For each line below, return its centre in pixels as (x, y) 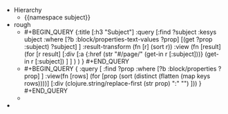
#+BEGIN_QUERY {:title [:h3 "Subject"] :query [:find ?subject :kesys (120, 32)
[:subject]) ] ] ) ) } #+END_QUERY (82, 61)
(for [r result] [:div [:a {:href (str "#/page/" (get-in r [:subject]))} (114, 54)
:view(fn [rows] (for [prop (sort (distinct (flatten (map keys (128, 76)
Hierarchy (28, 10)
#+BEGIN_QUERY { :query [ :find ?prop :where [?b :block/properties (120, 69)
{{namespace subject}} (57, 17)
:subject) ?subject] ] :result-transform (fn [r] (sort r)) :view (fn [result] (122, 47)
